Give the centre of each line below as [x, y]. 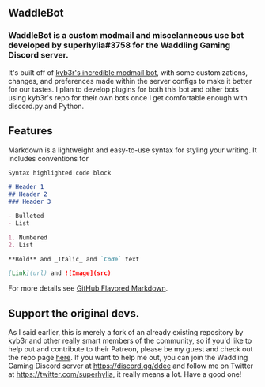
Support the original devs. [74, 313]
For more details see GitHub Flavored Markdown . [88, 288]
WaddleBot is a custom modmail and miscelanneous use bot [126, 36]
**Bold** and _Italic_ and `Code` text [74, 259]
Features [30, 131]
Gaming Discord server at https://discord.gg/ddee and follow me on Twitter [131, 366]
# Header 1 [26, 187]
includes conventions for [49, 158]
